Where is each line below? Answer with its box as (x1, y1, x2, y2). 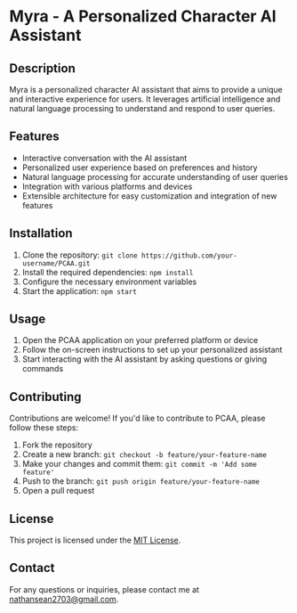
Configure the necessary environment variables (21, 276, 197, 287)
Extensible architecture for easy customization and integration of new (21, 190, 277, 201)
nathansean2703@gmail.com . (9, 593, 119, 604)
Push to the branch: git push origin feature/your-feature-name (21, 476, 261, 486)
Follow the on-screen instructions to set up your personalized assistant (21, 345, 283, 356)
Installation (9, 225, 73, 241)
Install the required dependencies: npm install (21, 266, 194, 277)
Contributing (9, 389, 82, 405)
